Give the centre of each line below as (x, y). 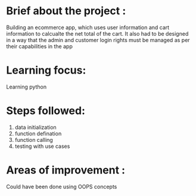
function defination (38, 133)
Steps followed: (46, 111)
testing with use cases (42, 146)
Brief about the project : (66, 11)
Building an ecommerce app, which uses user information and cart (88, 27)
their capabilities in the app (39, 46)
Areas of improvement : (66, 170)
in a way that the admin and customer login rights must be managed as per (98, 40)
